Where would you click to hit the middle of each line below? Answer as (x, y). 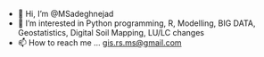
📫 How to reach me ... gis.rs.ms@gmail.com (99, 43)
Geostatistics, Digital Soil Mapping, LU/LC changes (111, 33)
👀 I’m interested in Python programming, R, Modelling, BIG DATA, (136, 23)
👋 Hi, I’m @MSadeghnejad (66, 14)
